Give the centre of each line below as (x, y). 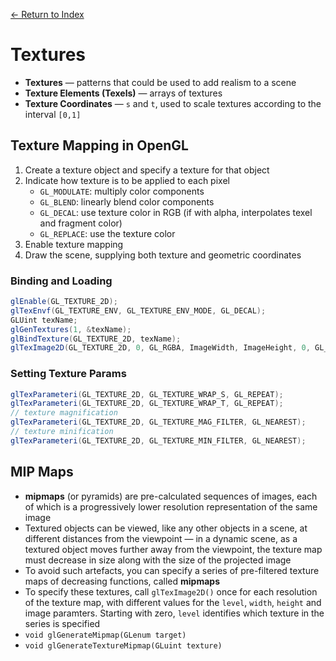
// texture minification (62, 432)
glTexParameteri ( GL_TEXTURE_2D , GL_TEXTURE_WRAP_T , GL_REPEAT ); (147, 404)
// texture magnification (64, 413)
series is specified (62, 623)
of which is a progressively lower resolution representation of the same (171, 506)
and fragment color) (81, 223)
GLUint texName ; (44, 320)
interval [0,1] (53, 114)
